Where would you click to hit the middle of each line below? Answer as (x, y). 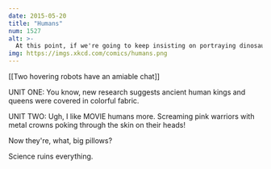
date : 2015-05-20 (38, 16)
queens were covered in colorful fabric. (74, 101)
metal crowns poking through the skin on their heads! (97, 125)
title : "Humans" (35, 23)
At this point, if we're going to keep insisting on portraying (126, 46)
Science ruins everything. (51, 156)
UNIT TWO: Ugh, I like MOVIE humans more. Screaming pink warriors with (131, 116)
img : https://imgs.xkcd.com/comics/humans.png (88, 53)
